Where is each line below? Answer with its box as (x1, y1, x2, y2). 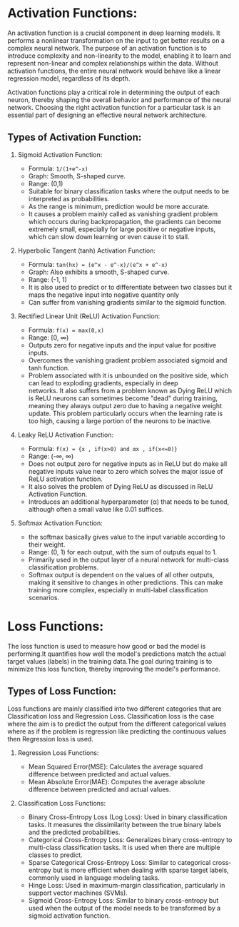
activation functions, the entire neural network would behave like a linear (7, 66, 221, 75)
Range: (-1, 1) (28, 275, 68, 283)
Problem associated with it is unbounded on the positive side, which (28, 371, 229, 380)
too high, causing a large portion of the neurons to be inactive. (28, 416, 212, 425)
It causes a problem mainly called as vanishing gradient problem (28, 209, 218, 218)
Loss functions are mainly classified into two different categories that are (7, 704, 222, 713)
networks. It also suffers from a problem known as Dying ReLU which (28, 386, 232, 395)
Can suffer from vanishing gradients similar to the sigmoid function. (28, 298, 227, 306)
